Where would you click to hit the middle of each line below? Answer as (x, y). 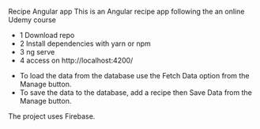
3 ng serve (37, 52)
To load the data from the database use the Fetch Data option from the (135, 76)
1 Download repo (47, 35)
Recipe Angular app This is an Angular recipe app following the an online (126, 11)
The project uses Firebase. (52, 116)
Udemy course (32, 20)
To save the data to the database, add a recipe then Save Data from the (136, 93)
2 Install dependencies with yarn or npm (85, 44)
